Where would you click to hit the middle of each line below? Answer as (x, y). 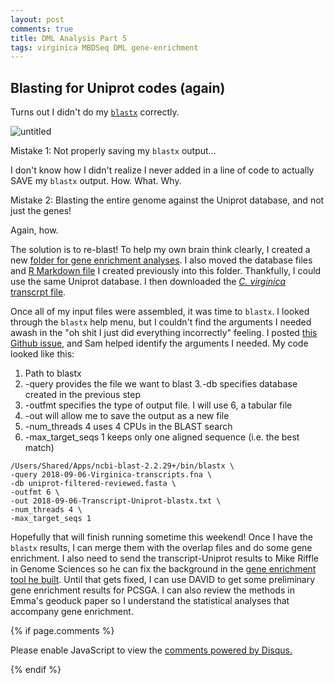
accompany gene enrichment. (72, 612)
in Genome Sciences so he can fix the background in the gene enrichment (163, 569)
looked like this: (42, 354)
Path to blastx (53, 373)
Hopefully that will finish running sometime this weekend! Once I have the (161, 537)
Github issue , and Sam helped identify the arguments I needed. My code (159, 343)
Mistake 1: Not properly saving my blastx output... (113, 151)
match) (39, 448)
